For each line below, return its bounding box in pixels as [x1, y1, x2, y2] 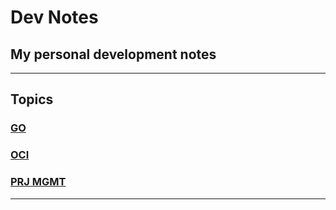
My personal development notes [10, 46, 217, 63]
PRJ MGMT [10, 175, 67, 189]
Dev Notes [10, 6, 99, 29]
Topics [10, 91, 54, 108]
